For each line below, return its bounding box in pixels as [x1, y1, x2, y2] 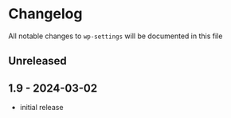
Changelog [8, 5, 83, 23]
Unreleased [8, 54, 68, 68]
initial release [19, 103, 64, 112]
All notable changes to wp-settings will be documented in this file [8, 31, 223, 41]
